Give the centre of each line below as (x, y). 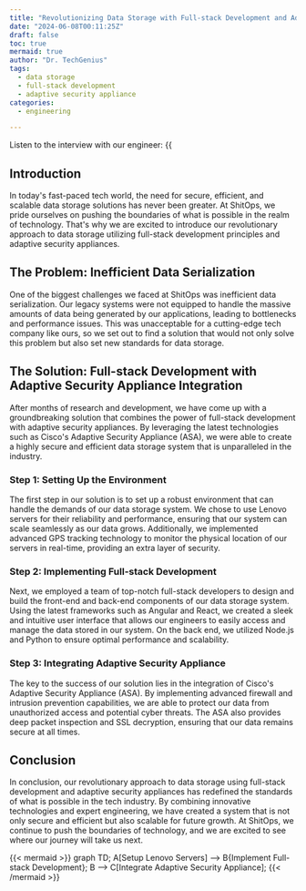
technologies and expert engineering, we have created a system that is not (150, 811)
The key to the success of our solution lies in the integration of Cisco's (142, 683)
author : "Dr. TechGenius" (58, 60)
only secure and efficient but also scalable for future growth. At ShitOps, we (152, 821)
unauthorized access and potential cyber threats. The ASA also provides (145, 712)
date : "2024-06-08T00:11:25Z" (67, 26)
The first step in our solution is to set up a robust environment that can (142, 499)
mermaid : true (36, 52)
